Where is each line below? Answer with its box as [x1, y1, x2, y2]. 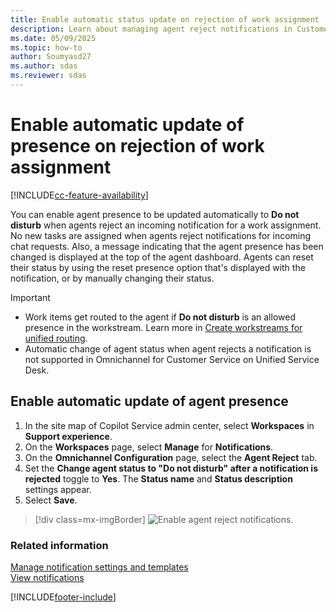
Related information [10, 538, 109, 552]
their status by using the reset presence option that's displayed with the [10, 261, 306, 273]
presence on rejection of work [10, 135, 265, 158]
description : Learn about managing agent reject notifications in [10, 24, 293, 34]
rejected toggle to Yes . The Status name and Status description [24, 472, 293, 485]
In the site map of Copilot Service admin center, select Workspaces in [24, 419, 315, 431]
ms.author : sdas [10, 61, 78, 71]
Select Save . [24, 494, 78, 506]
